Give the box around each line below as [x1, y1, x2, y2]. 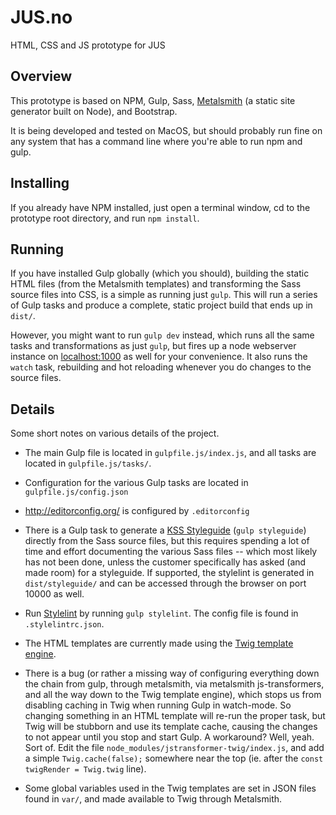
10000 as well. [24, 588, 85, 600]
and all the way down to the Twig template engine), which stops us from [24, 689, 322, 701]
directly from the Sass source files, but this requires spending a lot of [24, 535, 310, 547]
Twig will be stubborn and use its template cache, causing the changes [24, 721, 318, 733]
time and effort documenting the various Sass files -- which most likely [24, 546, 318, 558]
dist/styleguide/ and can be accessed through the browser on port [24, 577, 307, 590]
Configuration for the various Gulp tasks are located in [24, 477, 249, 489]
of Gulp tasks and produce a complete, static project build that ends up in [10, 299, 313, 311]
